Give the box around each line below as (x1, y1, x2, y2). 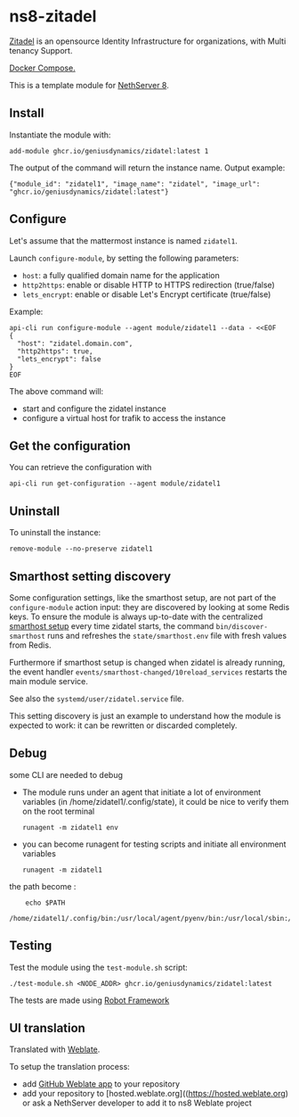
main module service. (9, 676, 89, 686)
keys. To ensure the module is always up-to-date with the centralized (9, 611, 263, 622)
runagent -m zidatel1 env (21, 823, 118, 832)
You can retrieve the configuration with (9, 462, 152, 473)
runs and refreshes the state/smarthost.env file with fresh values (47, 631, 287, 641)
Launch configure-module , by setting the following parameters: (9, 252, 239, 263)
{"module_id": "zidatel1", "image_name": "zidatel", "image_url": (9, 179, 261, 188)
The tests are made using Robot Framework (9, 995, 170, 1005)
